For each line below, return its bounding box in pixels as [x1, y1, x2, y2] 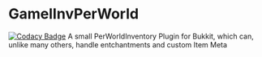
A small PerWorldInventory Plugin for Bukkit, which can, [67, 31, 254, 41]
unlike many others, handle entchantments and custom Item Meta [8, 39, 228, 49]
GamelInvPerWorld [8, 5, 140, 23]
